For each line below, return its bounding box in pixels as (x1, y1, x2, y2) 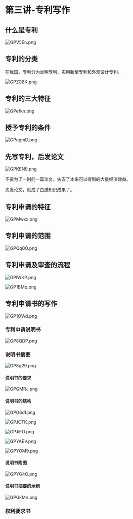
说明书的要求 (5, 375, 31, 381)
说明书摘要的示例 (5, 483, 40, 489)
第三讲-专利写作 (5, 4, 70, 16)
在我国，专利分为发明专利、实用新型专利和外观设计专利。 (5, 69, 122, 75)
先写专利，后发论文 (5, 152, 64, 161)
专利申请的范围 (5, 231, 51, 240)
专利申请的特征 (5, 203, 51, 211)
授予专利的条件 (5, 123, 51, 132)
